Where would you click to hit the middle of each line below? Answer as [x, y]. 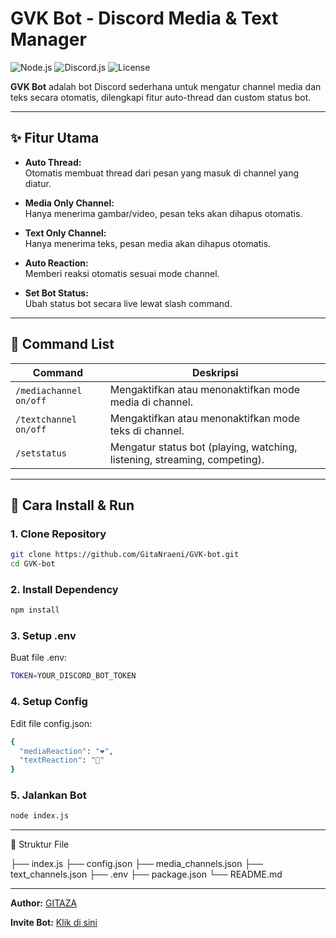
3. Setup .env [43, 636]
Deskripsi [215, 372]
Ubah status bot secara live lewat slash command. [128, 303]
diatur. [38, 183]
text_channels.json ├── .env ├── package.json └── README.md [146, 874]
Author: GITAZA [44, 903]
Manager [48, 39]
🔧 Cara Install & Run [72, 505]
